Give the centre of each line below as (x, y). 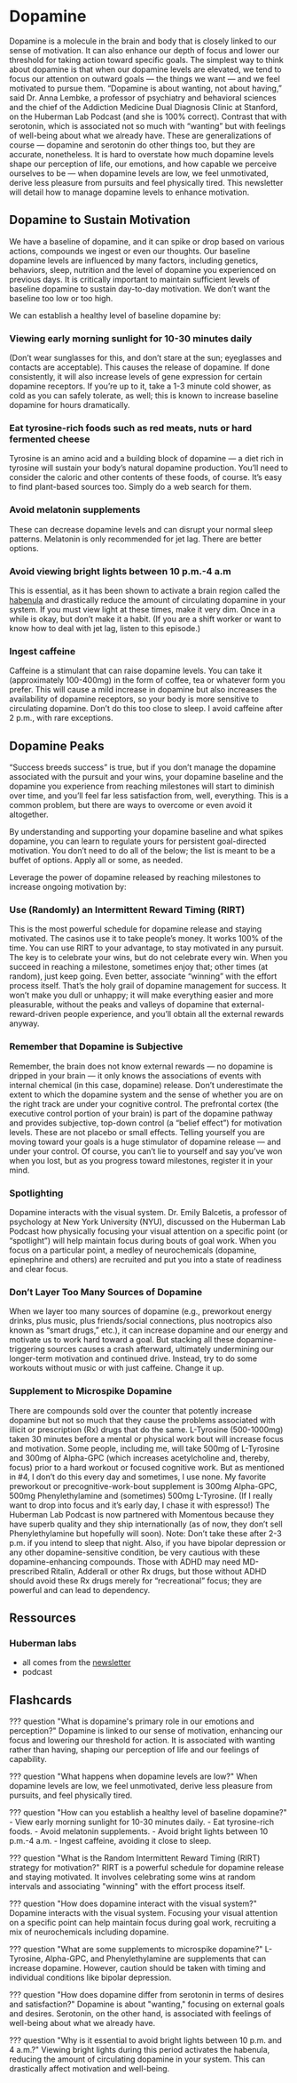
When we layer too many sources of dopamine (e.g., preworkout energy (141, 1311)
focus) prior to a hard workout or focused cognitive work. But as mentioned (147, 1467)
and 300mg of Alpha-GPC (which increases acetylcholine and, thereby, (140, 1458)
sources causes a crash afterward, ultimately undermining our (160, 1350)
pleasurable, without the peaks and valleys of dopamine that (120, 1005)
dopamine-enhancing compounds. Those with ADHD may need (125, 1561)
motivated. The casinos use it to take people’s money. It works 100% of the (146, 939)
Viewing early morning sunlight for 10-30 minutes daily (131, 338)
